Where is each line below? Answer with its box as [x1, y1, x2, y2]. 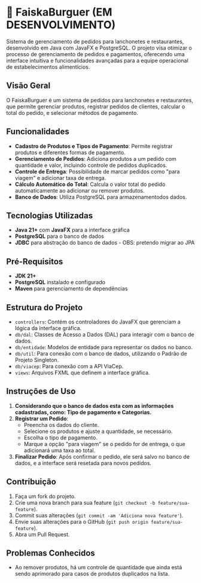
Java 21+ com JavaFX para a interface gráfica [14, 227, 130, 234]
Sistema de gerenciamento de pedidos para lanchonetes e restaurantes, [6, 38, 184, 45]
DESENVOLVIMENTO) [6, 18, 116, 32]
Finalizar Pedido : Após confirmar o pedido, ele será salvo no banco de [14, 453, 190, 460]
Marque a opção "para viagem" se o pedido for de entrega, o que [23, 440, 185, 447]
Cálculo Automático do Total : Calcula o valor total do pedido [14, 181, 166, 188]
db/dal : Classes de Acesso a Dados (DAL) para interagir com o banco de [14, 331, 194, 338]
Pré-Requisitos [6, 257, 63, 267]
